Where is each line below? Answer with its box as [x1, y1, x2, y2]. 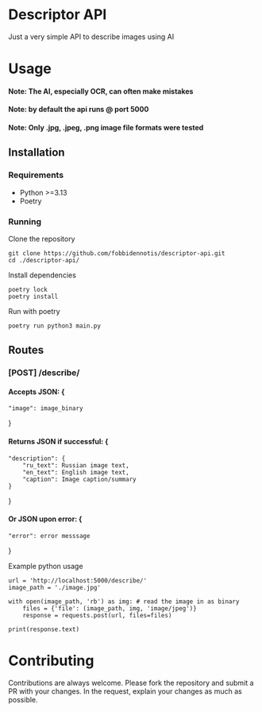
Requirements [8, 169, 64, 180]
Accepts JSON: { [8, 387, 65, 397]
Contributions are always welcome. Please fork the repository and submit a [8, 678, 254, 687]
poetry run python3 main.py [8, 322, 102, 330]
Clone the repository [8, 234, 75, 243]
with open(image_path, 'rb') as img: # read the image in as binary [8, 598, 240, 606]
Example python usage [8, 561, 83, 571]
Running [8, 216, 42, 227]
